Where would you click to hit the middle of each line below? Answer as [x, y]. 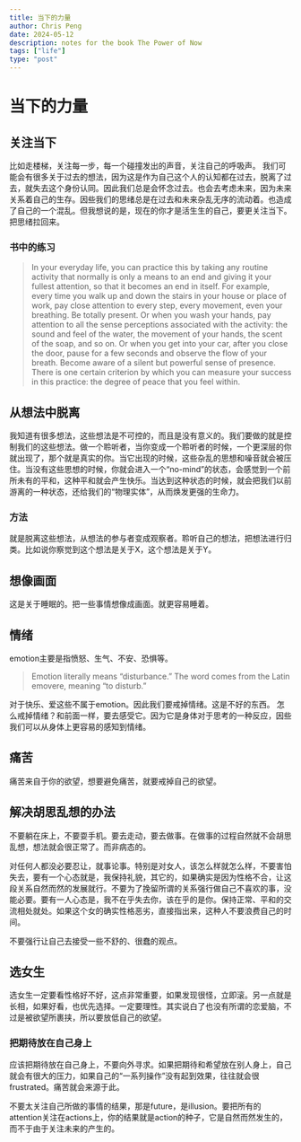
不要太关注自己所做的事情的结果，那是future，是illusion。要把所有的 [135, 1106]
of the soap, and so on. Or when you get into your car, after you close [159, 344]
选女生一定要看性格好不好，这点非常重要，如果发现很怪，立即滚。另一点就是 [150, 995]
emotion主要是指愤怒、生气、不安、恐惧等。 [91, 659]
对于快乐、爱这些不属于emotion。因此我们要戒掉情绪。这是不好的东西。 [142, 705]
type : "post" [34, 59]
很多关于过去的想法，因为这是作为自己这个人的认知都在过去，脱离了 [158, 177]
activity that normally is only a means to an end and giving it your [151, 277]
